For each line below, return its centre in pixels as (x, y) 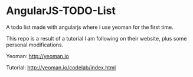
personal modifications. (35, 45)
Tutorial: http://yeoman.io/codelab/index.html (61, 67)
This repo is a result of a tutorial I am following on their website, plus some (97, 38)
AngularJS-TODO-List (61, 11)
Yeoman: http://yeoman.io (37, 56)
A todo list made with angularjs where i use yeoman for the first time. (90, 27)
